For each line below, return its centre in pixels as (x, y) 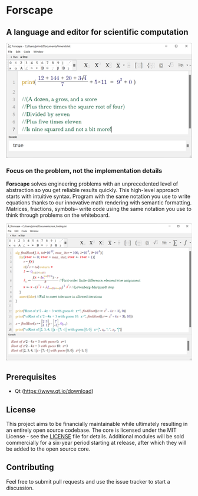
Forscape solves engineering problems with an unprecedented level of (92, 184)
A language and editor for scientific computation (97, 32)
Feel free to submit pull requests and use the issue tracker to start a (88, 481)
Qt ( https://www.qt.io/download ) (54, 391)
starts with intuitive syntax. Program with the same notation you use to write (98, 196)
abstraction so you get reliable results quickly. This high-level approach (93, 190)
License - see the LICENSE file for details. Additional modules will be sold (95, 437)
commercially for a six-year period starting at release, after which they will (96, 443)
